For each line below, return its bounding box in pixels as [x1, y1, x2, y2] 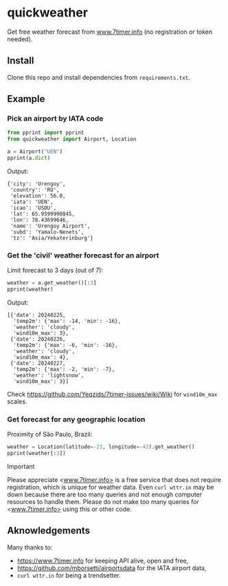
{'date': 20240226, [10, 335, 67, 342]
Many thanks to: [7, 543, 53, 552]
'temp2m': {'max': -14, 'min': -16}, [13, 317, 122, 324]
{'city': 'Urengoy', [7, 180, 67, 187]
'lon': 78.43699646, [10, 216, 69, 223]
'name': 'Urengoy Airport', [10, 222, 91, 229]
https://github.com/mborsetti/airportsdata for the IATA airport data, [16, 563, 207, 572]
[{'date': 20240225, [7, 311, 67, 318]
